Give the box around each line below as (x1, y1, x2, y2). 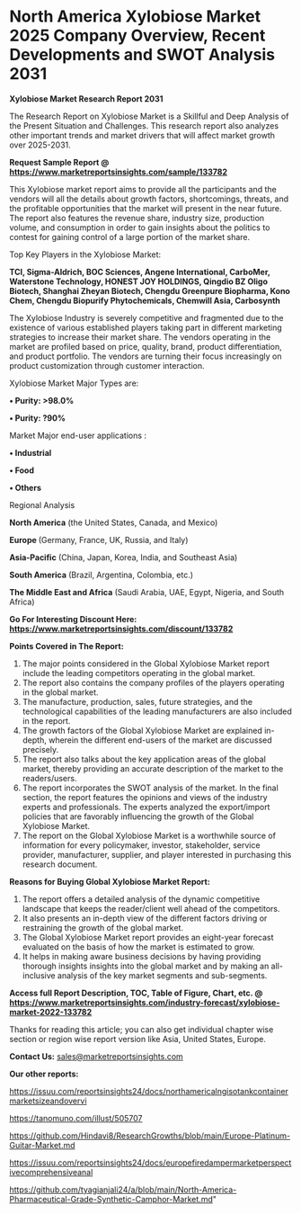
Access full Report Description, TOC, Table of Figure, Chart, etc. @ (9, 987, 263, 998)
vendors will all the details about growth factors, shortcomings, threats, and (9, 193, 289, 204)
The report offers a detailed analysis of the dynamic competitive (22, 893, 261, 905)
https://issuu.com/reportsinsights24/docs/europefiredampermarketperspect (9, 1157, 292, 1168)
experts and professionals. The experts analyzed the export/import (22, 801, 270, 812)
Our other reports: (9, 1068, 79, 1079)
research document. (22, 859, 98, 870)
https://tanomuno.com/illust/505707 (9, 1112, 143, 1123)
